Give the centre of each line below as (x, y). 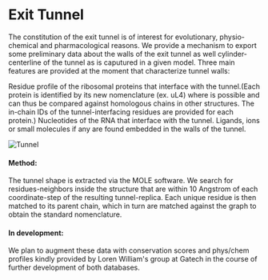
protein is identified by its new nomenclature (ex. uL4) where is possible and (134, 94)
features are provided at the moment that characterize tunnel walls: (119, 70)
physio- (232, 37)
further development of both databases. (74, 268)
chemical (23, 45)
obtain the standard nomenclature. (65, 214)
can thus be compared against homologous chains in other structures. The (131, 103)
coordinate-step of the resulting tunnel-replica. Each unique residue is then (132, 198)
